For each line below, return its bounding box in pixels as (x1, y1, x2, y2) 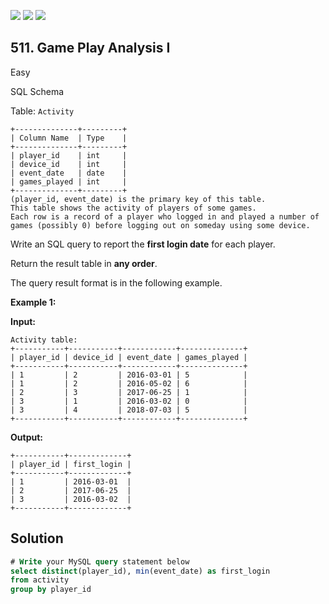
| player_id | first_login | (10, 459, 132, 469)
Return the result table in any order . (10, 257, 158, 269)
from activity (10, 575, 70, 585)
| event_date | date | (10, 168, 128, 178)
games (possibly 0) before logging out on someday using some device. (10, 220, 311, 230)
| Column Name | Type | (10, 133, 128, 143)
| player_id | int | (10, 150, 128, 160)
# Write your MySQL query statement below (10, 556, 190, 567)
